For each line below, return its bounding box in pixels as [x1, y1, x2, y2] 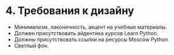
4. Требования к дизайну [5, 4, 135, 18]
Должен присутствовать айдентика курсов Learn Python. [14, 29, 159, 36]
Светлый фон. [14, 42, 49, 49]
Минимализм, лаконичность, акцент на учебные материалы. [14, 23, 167, 30]
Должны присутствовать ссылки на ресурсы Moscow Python [14, 36, 168, 43]
